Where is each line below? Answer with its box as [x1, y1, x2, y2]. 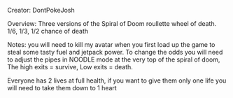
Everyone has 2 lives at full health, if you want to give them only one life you [7, 76, 227, 85]
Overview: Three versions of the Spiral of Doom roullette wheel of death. [7, 20, 217, 27]
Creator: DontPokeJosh [7, 6, 75, 14]
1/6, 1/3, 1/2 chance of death [7, 27, 89, 35]
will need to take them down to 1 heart [7, 84, 117, 92]
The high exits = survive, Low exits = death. [7, 63, 133, 71]
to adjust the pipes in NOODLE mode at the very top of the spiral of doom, [7, 55, 220, 64]
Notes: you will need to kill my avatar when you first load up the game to [7, 41, 216, 48]
